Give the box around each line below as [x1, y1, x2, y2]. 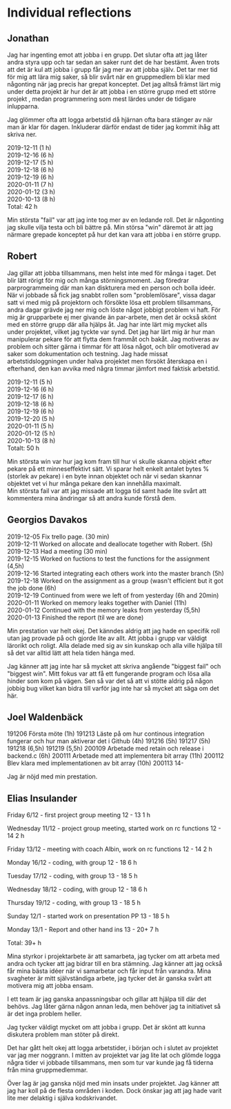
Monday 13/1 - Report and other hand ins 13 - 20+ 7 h [7, 925, 159, 934]
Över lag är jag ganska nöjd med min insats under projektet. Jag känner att [7, 1079, 219, 1088]
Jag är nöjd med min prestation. [7, 772, 98, 781]
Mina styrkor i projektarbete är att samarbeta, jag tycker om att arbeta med [7, 952, 220, 960]
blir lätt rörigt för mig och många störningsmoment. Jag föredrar [7, 276, 190, 284]
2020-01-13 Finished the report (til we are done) [7, 613, 144, 622]
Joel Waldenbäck [7, 711, 83, 723]
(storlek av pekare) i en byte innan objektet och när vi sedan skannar [7, 472, 202, 480]
